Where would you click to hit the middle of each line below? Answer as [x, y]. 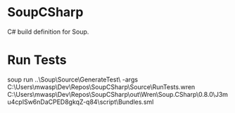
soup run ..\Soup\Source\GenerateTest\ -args [73, 79]
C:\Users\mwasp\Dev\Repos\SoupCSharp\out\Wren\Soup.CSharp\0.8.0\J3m [118, 94]
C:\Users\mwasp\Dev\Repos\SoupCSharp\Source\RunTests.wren [101, 87]
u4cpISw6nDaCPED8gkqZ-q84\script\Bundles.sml [81, 102]
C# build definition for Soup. [48, 32]
